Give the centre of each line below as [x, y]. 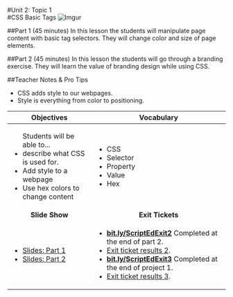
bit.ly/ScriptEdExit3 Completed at [162, 259]
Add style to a [45, 171]
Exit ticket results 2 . [139, 250]
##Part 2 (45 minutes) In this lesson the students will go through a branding [115, 59]
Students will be [49, 136]
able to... [36, 145]
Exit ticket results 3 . [139, 276]
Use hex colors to [51, 188]
